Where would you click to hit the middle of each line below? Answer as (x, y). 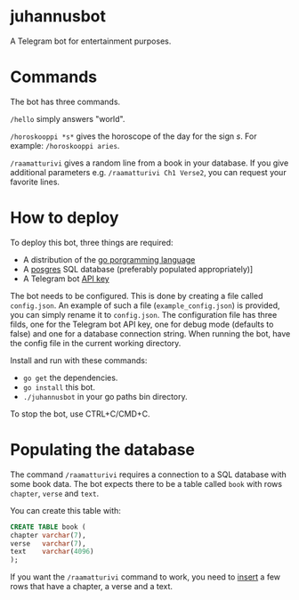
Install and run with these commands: (79, 360)
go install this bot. (59, 387)
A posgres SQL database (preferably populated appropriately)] (138, 269)
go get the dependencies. (70, 377)
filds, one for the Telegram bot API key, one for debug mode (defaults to (142, 324)
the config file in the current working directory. (96, 343)
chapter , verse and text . (55, 493)
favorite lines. (35, 182)
